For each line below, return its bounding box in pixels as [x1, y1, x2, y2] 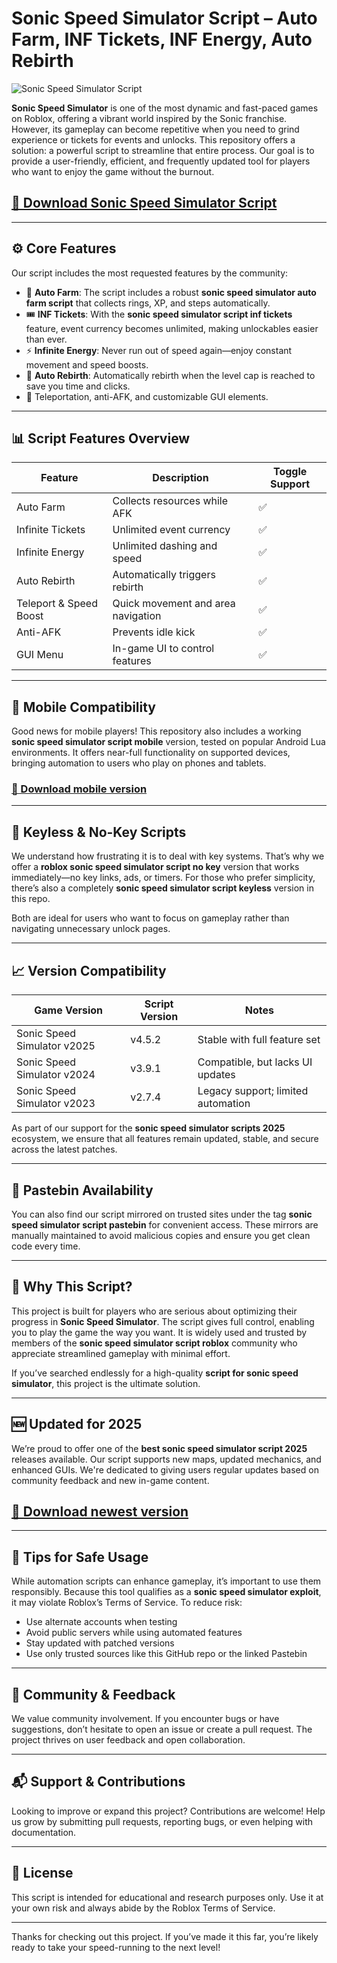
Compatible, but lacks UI [197, 1055, 313, 1069]
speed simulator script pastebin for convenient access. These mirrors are [11, 1218, 319, 1231]
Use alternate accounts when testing [25, 1616, 178, 1628]
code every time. [11, 1240, 81, 1252]
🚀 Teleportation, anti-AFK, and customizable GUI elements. [25, 390, 269, 402]
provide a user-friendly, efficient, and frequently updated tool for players [11, 155, 311, 167]
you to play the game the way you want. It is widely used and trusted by [11, 1326, 308, 1338]
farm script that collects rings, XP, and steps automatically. [25, 297, 271, 309]
